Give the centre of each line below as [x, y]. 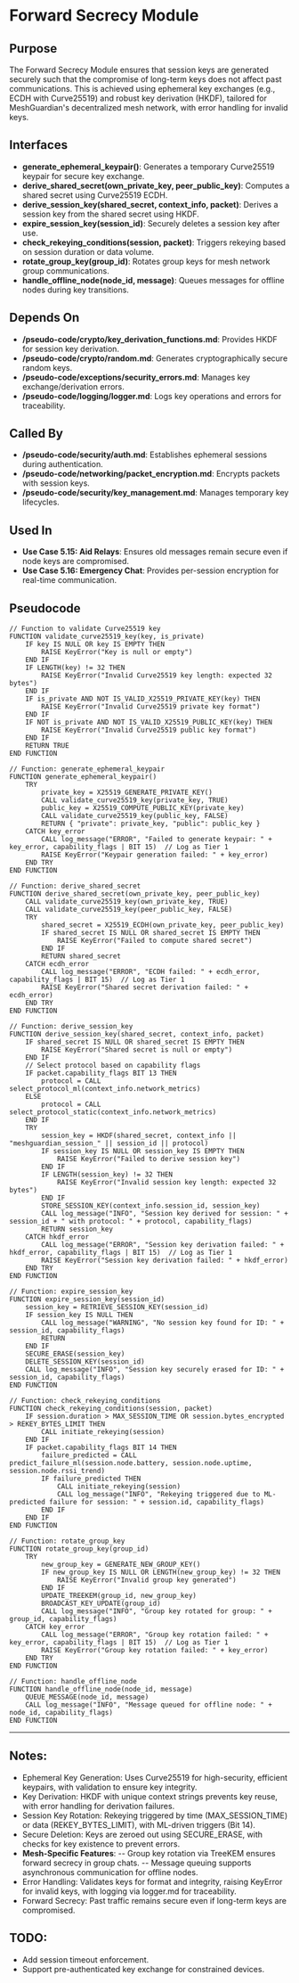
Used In [31, 530]
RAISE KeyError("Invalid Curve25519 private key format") [151, 707]
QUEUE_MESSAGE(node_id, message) [87, 1697]
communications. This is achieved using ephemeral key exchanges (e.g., [142, 89]
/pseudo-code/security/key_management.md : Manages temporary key [155, 493]
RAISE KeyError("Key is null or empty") [117, 652]
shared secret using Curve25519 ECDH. [95, 195]
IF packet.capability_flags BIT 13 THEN [101, 1073]
